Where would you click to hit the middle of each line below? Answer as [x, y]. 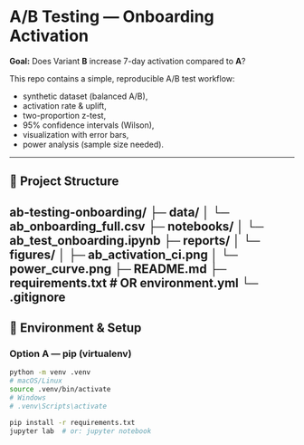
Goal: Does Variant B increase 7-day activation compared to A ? [128, 61]
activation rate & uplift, [64, 105]
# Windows [28, 398]
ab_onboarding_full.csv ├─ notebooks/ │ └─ [137, 226]
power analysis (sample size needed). [93, 144]
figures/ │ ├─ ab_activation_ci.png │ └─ [123, 254]
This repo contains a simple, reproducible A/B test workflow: [122, 78]
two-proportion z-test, [64, 115]
